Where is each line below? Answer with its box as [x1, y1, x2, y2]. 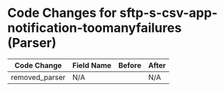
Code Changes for [7, 5, 117, 21]
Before [118, 60, 142, 70]
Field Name [72, 60, 112, 70]
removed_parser [11, 72, 66, 82]
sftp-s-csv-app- [119, 5, 218, 21]
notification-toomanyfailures [7, 20, 182, 36]
